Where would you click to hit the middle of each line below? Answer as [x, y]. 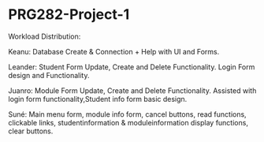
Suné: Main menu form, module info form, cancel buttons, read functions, [127, 114]
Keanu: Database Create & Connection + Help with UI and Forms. [114, 51]
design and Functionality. [49, 75]
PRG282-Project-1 [69, 15]
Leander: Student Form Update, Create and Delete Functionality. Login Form [132, 67]
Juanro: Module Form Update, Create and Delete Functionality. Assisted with [132, 90]
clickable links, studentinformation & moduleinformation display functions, [128, 122]
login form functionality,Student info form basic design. [98, 99]
